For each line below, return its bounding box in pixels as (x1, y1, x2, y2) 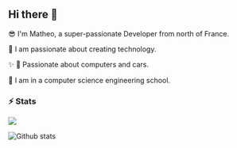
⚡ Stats (8, 96, 37, 107)
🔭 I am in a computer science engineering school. (8, 75, 171, 85)
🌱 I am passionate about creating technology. (8, 44, 157, 54)
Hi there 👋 (8, 8, 58, 21)
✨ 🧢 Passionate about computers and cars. (8, 59, 150, 69)
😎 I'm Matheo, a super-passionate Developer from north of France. (8, 28, 229, 38)
